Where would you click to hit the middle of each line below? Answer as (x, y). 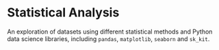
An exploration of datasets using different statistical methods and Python (110, 32)
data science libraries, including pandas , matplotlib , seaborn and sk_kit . (108, 38)
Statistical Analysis (63, 13)
